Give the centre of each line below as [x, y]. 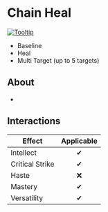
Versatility [27, 198]
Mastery [24, 186]
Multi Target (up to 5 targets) [58, 60]
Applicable [80, 141]
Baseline [29, 45]
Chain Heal [39, 13]
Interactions [34, 121]
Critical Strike [33, 164]
